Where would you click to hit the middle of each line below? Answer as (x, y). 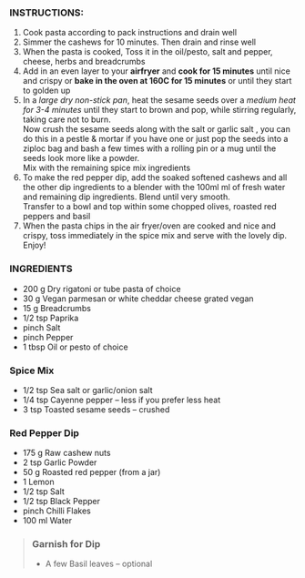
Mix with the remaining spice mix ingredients (107, 168)
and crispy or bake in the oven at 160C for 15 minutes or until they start (157, 81)
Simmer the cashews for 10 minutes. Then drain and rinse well (139, 42)
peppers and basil (56, 217)
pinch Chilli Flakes (56, 511)
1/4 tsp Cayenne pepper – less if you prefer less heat (122, 400)
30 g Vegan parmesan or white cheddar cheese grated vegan (138, 299)
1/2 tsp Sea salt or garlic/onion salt (87, 390)
